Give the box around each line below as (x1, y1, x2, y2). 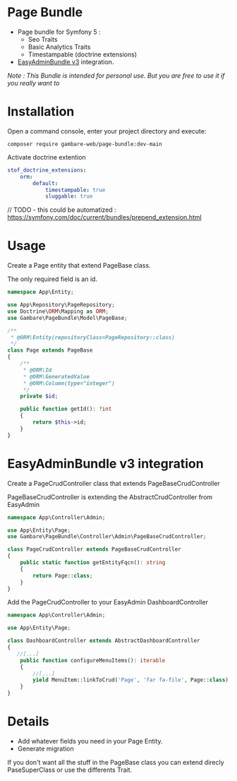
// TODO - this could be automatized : (7, 205, 116, 214)
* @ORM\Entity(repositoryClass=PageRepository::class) (10, 333, 175, 341)
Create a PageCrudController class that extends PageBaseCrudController (7, 479, 221, 487)
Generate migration (17, 744, 74, 753)
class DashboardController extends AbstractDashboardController (7, 637, 200, 645)
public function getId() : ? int (20, 405, 112, 413)
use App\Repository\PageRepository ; (7, 302, 115, 309)
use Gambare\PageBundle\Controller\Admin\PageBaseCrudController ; (7, 533, 207, 540)
